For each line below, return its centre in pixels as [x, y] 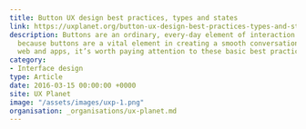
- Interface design [46, 69]
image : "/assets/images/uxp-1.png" [77, 102]
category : [28, 60]
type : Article [36, 77]
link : [20, 26]
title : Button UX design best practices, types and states [124, 18]
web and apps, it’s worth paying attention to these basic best [142, 52]
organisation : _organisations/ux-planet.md [93, 111]
